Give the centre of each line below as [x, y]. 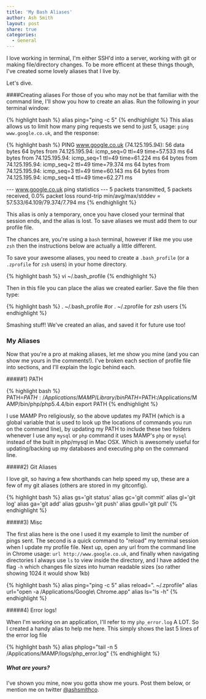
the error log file [27, 635]
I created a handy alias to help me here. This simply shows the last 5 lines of [103, 629]
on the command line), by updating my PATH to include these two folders [99, 429]
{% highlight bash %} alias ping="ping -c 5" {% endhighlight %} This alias [100, 120]
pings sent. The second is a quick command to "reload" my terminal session [103, 541]
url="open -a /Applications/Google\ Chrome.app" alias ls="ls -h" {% [92, 592]
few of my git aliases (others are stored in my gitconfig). [77, 485]
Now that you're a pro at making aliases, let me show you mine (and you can [103, 354]
